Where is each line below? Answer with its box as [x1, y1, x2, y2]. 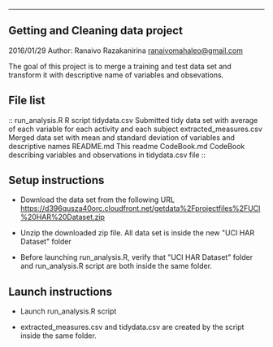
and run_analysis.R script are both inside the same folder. [19, 261, 213, 271]
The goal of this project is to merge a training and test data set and [8, 61, 232, 71]
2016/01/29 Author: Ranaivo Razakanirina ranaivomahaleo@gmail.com [8, 46, 244, 55]
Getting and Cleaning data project [8, 24, 183, 37]
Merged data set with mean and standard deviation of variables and [8, 132, 236, 143]
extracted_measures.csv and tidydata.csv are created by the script [19, 323, 245, 332]
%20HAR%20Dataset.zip [19, 213, 106, 222]
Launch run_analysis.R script [19, 306, 117, 316]
